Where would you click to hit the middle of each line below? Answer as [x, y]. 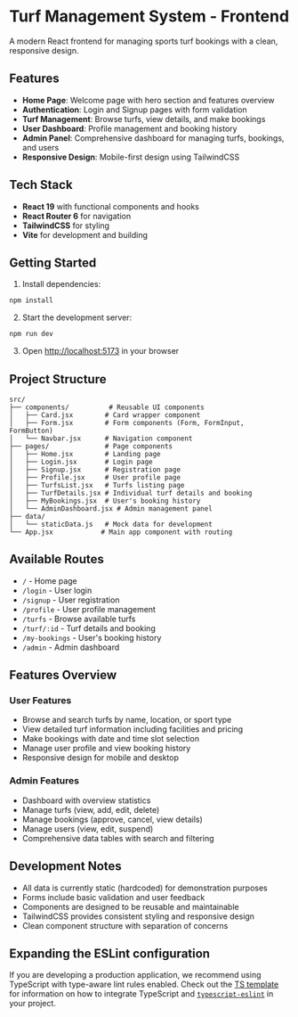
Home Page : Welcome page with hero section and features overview [148, 100]
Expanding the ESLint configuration [110, 953]
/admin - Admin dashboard [71, 647]
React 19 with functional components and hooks [111, 206]
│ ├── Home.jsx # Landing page [85, 454]
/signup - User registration [71, 600]
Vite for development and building [85, 234]
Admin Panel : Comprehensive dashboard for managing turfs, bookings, [153, 138]
